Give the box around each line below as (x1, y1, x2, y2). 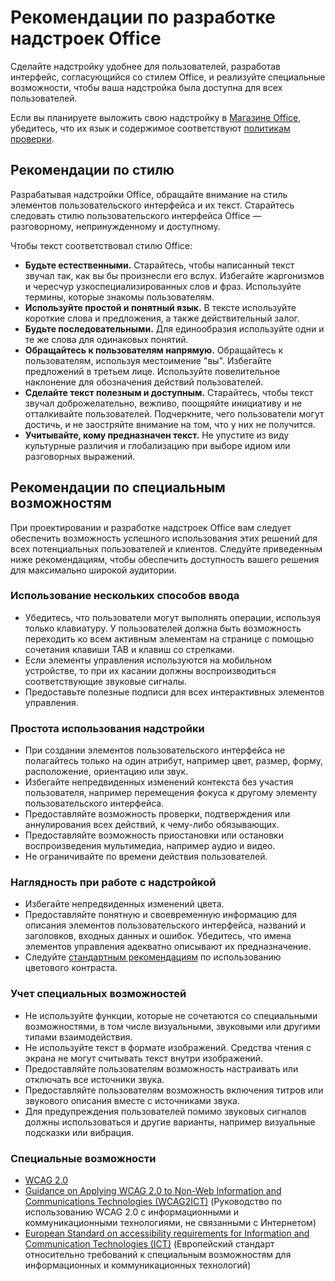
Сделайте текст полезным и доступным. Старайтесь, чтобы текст (24, 386, 314, 398)
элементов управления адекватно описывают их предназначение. (24, 941, 312, 953)
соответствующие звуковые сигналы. (24, 675, 187, 687)
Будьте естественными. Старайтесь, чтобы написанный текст (24, 259, 295, 271)
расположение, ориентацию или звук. (24, 766, 189, 778)
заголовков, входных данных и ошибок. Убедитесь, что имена (24, 930, 292, 942)
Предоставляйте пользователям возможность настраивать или (24, 1062, 299, 1075)
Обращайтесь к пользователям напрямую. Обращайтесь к (24, 344, 284, 356)
